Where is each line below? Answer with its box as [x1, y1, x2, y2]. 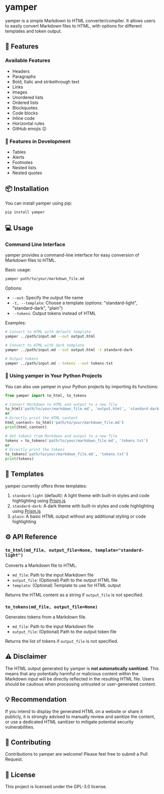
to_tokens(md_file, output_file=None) [5, 604, 98, 609]
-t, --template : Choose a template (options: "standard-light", [12, 300, 137, 306]
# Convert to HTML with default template [5, 329, 91, 335]
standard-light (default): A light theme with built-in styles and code [12, 492, 150, 498]
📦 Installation [5, 185, 49, 193]
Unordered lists [12, 94, 44, 100]
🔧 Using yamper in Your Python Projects [5, 372, 102, 379]
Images [12, 89, 27, 95]
